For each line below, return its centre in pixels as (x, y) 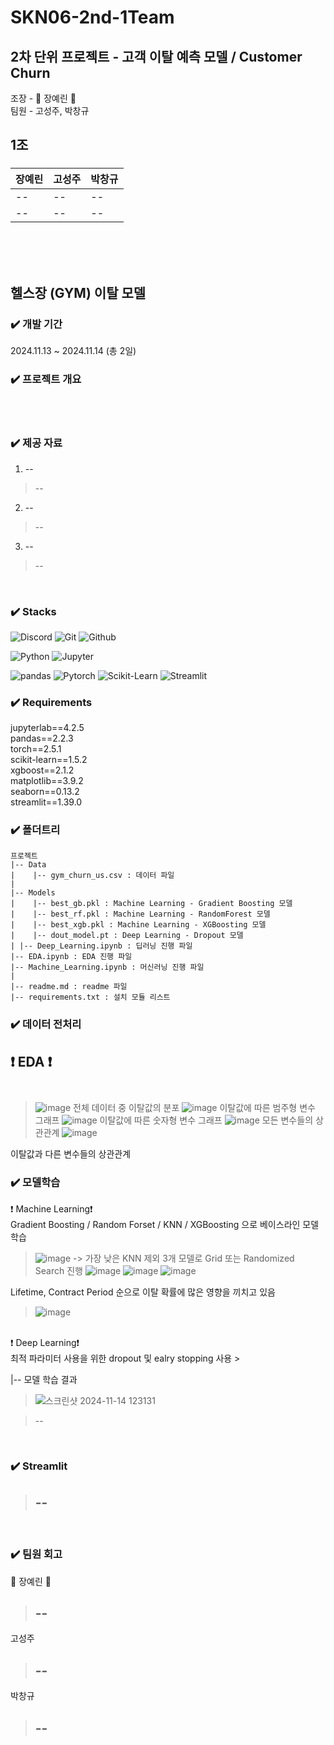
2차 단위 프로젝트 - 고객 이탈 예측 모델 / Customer (156, 56)
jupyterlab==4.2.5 (47, 728)
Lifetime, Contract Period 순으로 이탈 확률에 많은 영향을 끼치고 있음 (143, 1292)
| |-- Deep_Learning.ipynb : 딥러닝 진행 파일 (101, 946)
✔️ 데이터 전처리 (46, 1024)
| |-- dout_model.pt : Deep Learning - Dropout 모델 (127, 936)
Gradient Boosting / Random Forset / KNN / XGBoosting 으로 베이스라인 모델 (165, 1224)
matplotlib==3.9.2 (47, 781)
